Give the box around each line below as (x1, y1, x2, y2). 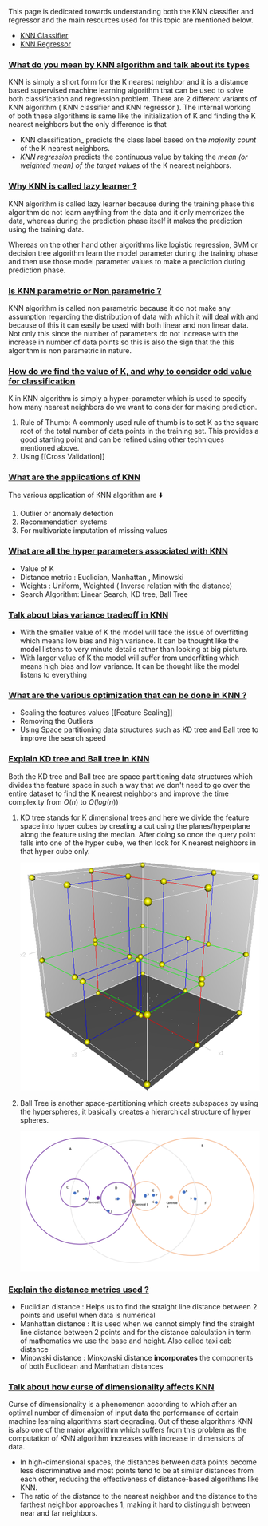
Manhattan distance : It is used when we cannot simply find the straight (19, 1318, 255, 1329)
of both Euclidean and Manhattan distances (19, 1361, 164, 1371)
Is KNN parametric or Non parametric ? (8, 285, 162, 296)
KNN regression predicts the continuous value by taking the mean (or (19, 152, 249, 162)
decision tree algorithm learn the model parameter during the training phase (8, 248, 258, 258)
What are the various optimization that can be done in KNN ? (8, 690, 247, 701)
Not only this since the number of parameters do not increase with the (8, 328, 239, 338)
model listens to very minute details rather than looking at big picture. (19, 645, 249, 654)
